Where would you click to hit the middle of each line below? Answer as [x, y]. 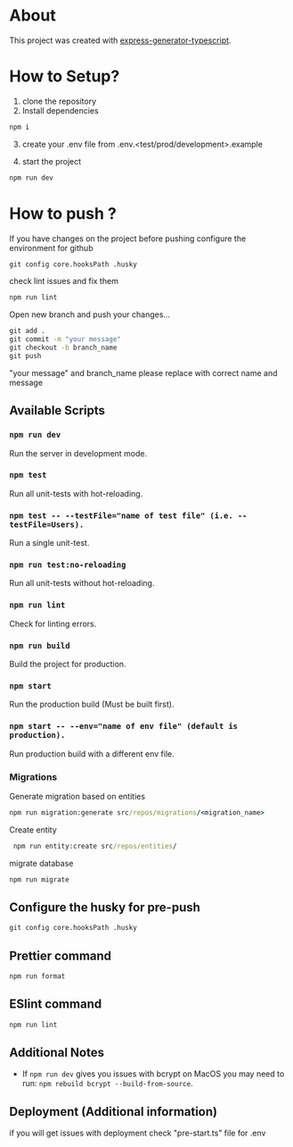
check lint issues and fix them [64, 281]
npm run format [37, 976]
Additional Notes [57, 1052]
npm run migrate [39, 879]
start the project [52, 161]
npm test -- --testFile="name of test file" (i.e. [121, 515]
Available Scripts [57, 410]
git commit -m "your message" [65, 339]
